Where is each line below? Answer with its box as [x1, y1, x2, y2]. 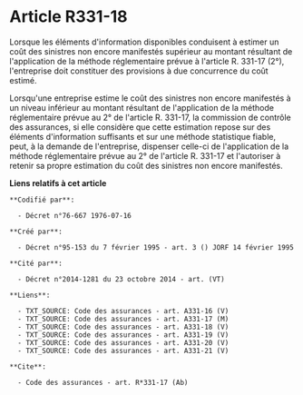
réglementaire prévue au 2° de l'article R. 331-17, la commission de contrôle [9, 112, 292, 123]
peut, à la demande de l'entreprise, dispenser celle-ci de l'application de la [9, 141, 289, 152]
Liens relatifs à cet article [9, 177, 107, 188]
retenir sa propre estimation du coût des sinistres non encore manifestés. [9, 160, 283, 171]
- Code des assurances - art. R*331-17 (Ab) [17, 378, 189, 387]
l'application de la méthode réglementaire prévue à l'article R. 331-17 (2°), [9, 55, 285, 66]
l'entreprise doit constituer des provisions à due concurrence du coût [9, 65, 269, 76]
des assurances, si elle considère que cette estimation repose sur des [9, 121, 271, 133]
